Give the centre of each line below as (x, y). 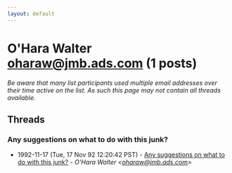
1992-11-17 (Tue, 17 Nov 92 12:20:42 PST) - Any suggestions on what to (121, 155)
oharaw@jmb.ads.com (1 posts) (102, 63)
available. (22, 97)
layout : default (31, 14)
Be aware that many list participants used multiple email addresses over (112, 83)
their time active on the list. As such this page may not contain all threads (114, 90)
